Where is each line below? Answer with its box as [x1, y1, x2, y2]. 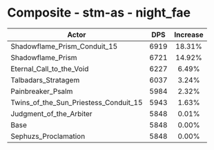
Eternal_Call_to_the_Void [10, 64, 89, 73]
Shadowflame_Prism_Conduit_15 [10, 41, 118, 51]
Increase [174, 30, 204, 39]
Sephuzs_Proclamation [10, 131, 86, 141]
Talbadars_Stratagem [10, 75, 80, 84]
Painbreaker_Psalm [10, 86, 73, 96]
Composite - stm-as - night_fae [7, 5, 191, 21]
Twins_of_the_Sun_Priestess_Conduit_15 [10, 97, 143, 107]
